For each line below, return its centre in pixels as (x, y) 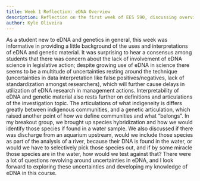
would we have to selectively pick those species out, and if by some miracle (99, 148)
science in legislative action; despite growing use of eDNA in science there (98, 65)
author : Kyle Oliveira (34, 23)
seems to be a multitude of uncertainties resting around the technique (92, 72)
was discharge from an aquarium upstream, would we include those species (100, 135)
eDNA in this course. (32, 173)
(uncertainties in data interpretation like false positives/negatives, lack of (95, 78)
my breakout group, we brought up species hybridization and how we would (99, 122)
